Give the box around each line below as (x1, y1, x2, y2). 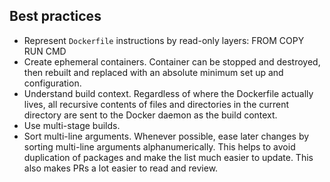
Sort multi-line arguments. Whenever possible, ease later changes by (23, 130, 310, 142)
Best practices (9, 8, 102, 25)
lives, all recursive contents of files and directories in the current (23, 98, 290, 110)
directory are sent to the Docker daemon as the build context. (23, 109, 278, 121)
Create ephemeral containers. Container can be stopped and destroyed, (23, 55, 321, 68)
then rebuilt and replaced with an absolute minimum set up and (23, 66, 284, 78)
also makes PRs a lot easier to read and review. (23, 162, 219, 174)
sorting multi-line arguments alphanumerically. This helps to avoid (23, 140, 296, 153)
